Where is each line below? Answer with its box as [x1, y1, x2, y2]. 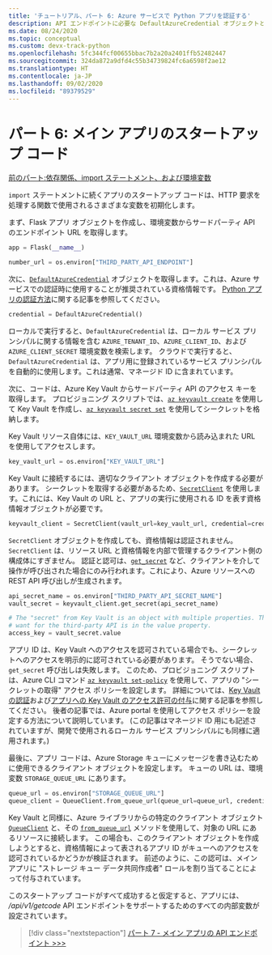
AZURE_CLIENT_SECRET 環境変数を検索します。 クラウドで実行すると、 [8, 346, 236, 356]
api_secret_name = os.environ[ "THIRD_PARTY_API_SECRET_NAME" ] [8, 592, 223, 600]
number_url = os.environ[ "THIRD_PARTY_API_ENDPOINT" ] [8, 258, 194, 267]
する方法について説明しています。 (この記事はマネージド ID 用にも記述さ [15, 715, 257, 725]
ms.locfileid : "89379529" [8, 87, 96, 95]
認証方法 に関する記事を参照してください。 [22, 295, 164, 304]
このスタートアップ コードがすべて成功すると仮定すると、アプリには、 [8, 890, 244, 900]
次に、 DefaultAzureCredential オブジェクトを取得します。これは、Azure [8, 274, 251, 284]
